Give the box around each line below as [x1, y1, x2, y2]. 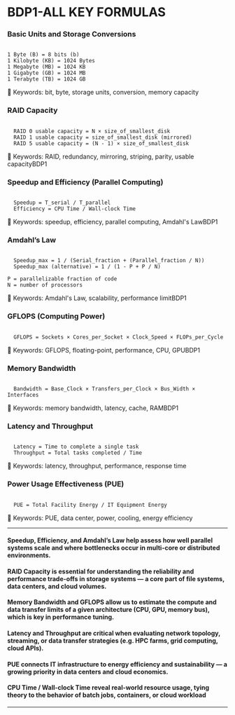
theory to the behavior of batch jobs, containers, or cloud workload [7, 691, 206, 700]
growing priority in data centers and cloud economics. [7, 667, 169, 676]
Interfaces [7, 391, 39, 398]
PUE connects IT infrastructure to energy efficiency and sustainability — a [7, 660, 227, 668]
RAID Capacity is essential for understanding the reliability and [7, 567, 194, 576]
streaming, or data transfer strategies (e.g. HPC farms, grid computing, [7, 636, 218, 645]
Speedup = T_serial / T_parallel [13, 199, 111, 207]
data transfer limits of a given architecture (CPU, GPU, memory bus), [7, 606, 210, 614]
